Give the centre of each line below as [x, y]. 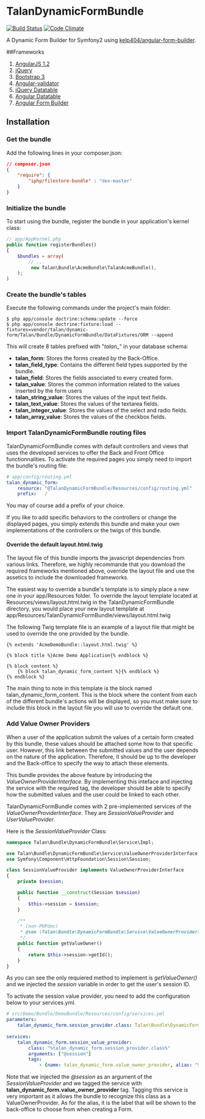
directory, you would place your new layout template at [75, 609]
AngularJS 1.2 [32, 64]
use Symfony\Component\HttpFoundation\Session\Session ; [79, 859]
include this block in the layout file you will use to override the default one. [100, 708]
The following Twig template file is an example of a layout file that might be [100, 627]
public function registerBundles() [52, 245]
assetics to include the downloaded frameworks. [67, 578]
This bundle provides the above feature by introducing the [79, 775]
